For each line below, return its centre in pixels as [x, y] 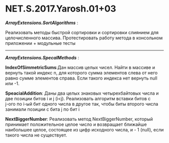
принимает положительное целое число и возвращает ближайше [76, 124]
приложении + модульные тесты [40, 43]
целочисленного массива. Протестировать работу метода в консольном [84, 38]
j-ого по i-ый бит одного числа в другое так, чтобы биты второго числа [82, 104]
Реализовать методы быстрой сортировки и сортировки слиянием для [82, 32]
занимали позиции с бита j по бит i [43, 109]
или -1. [12, 83]
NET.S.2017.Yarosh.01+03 [61, 9]
